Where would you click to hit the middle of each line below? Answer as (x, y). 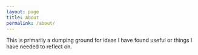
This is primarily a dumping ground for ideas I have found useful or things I (99, 40)
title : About (23, 18)
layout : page (23, 12)
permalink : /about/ (31, 23)
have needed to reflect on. (39, 47)
